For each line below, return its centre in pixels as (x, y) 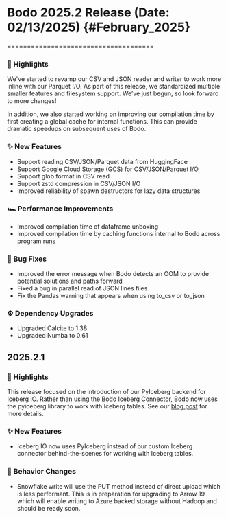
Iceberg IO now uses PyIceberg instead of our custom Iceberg (105, 446)
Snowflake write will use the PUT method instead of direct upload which (119, 486)
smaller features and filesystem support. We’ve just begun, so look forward (113, 93)
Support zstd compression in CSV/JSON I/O (79, 183)
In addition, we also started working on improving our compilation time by (111, 114)
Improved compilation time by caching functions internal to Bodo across (118, 233)
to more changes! (32, 101)
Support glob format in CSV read (63, 176)
